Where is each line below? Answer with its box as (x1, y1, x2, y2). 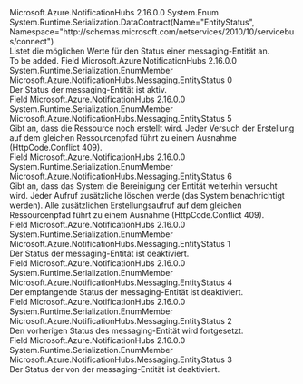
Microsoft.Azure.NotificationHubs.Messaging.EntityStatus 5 (9, 113, 232, 123)
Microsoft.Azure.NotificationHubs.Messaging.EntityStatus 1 (9, 239, 231, 249)
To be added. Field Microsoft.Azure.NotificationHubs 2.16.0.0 (9, 55, 238, 65)
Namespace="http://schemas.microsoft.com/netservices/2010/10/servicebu (9, 26, 295, 37)
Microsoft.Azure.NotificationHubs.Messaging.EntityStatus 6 (9, 171, 233, 182)
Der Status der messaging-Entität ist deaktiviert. (9, 248, 190, 259)
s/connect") (9, 36, 54, 46)
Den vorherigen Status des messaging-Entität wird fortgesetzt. (9, 325, 244, 336)
